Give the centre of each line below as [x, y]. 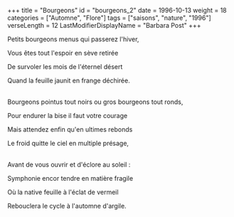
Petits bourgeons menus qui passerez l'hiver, [73, 39]
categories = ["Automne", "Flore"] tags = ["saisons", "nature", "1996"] [109, 18]
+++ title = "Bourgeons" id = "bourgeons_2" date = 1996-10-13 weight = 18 [117, 10]
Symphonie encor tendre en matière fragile [70, 178]
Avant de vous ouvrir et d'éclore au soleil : [69, 164]
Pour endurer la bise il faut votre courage [68, 116]
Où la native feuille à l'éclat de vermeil [63, 192]
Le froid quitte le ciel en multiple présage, [68, 143]
